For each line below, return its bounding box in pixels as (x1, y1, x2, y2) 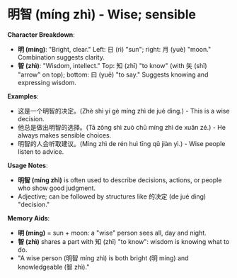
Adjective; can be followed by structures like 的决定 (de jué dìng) (17, 192, 207, 201)
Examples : (7, 91, 39, 100)
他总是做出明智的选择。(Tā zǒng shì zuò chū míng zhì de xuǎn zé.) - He (17, 123, 226, 131)
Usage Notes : (7, 161, 48, 169)
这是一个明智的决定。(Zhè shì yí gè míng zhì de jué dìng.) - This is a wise (17, 106, 230, 115)
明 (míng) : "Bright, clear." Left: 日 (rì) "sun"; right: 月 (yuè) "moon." (17, 45, 212, 53)
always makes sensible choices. (17, 130, 112, 139)
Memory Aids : (7, 213, 50, 222)
